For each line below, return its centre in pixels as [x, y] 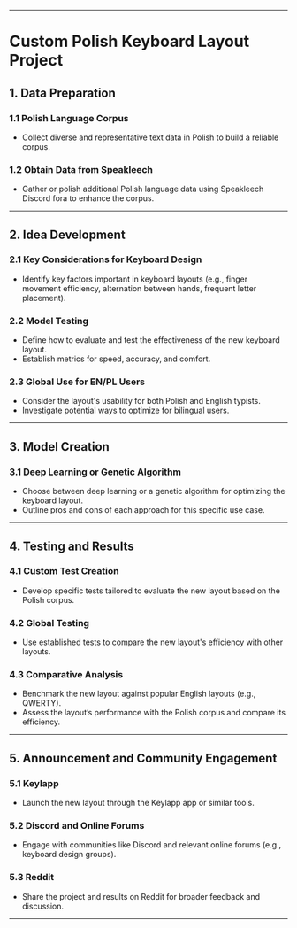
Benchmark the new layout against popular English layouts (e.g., [139, 694]
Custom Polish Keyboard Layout [129, 42]
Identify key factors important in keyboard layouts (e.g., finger [135, 279]
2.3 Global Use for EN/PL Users [77, 382]
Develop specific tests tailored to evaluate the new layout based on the [151, 591]
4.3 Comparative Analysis [66, 675]
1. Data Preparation [63, 93]
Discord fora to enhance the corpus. [88, 198]
